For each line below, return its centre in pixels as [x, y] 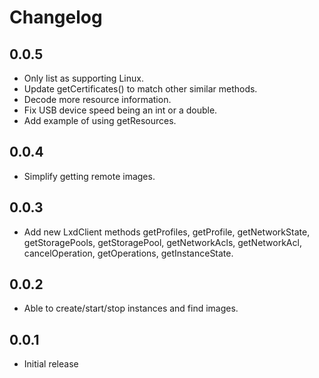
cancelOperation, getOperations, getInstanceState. [128, 253]
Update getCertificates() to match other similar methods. [140, 89]
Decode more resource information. [97, 99]
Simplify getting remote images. [89, 176]
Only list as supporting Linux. [83, 78]
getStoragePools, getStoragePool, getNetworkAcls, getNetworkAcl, [162, 242]
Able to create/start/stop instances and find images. [131, 308]
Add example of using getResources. [100, 120]
